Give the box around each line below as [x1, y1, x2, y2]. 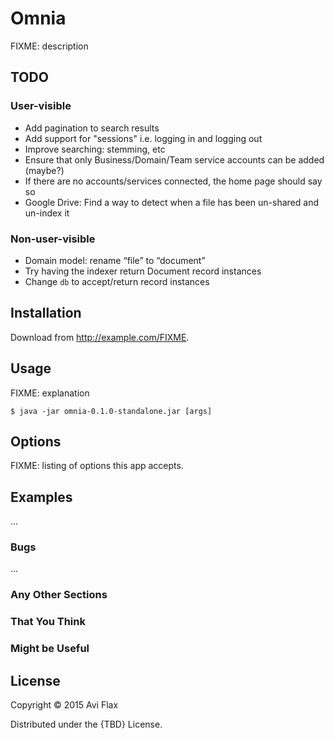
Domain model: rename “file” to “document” [24, 254, 206, 266]
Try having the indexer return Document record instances [24, 265, 262, 277]
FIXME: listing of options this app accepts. [10, 460, 184, 472]
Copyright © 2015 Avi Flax [10, 699, 119, 711]
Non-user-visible [10, 232, 96, 246]
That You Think [10, 615, 86, 629]
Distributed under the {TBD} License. [10, 718, 163, 731]
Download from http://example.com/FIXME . [10, 331, 190, 343]
